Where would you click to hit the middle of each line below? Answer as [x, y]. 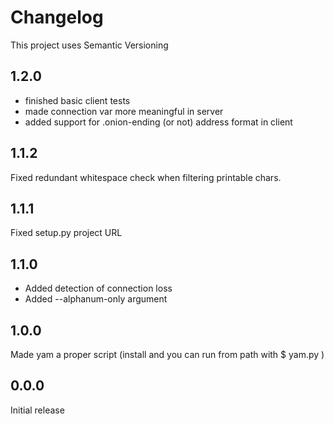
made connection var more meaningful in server [124, 111]
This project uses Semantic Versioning [89, 45]
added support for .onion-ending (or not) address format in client [158, 122]
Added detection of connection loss [98, 288]
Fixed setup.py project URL [66, 233]
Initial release [37, 410]
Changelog [57, 17]
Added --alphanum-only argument [96, 299]
